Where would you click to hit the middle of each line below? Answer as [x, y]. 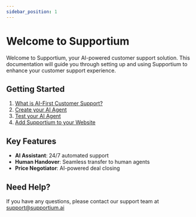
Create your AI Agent [41, 110]
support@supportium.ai [35, 207]
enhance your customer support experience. [61, 70]
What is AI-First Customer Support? [59, 103]
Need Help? [28, 187]
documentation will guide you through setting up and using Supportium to [97, 64]
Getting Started [36, 89]
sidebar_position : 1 [32, 12]
